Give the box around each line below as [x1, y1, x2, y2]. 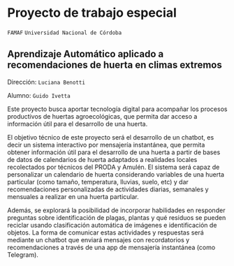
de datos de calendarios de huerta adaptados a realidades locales [7, 155, 198, 163]
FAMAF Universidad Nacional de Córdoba [7, 29, 122, 36]
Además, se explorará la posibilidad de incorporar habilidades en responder [7, 206, 226, 214]
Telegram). [7, 250, 38, 259]
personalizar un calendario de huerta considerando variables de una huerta [7, 170, 225, 179]
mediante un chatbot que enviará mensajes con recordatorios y [7, 235, 190, 244]
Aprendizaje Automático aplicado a [7, 48, 164, 60]
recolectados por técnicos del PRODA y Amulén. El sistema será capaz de [7, 163, 220, 171]
